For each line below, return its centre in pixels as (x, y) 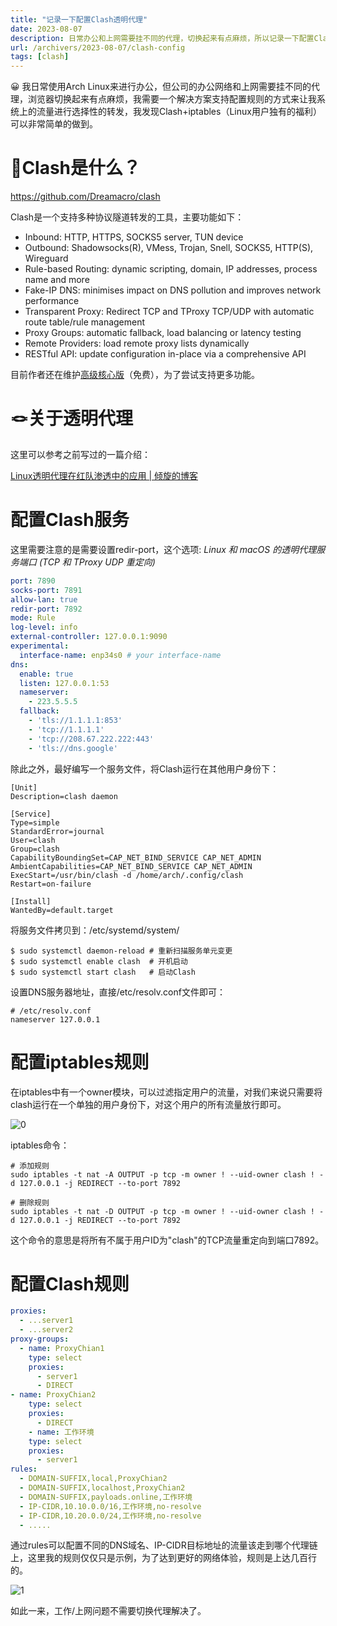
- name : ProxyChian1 (62, 1348)
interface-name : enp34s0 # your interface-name (120, 655)
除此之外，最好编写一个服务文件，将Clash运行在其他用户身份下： (145, 768)
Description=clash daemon (64, 796)
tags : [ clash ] (40, 57)
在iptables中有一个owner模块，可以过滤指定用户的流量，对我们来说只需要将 (166, 1092)
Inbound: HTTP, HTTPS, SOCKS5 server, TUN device (134, 237)
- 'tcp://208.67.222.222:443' (91, 739)
